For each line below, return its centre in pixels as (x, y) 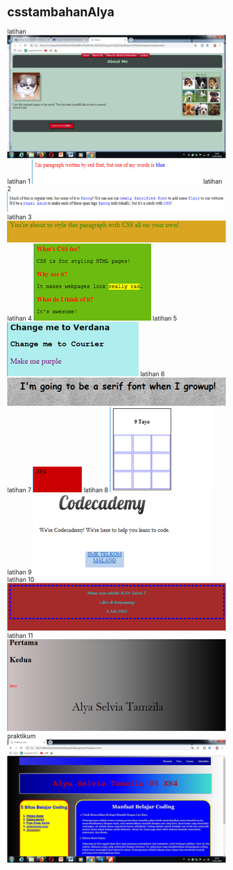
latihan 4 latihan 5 (92, 318)
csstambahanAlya (61, 12)
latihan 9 (20, 572)
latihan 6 (152, 373)
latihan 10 (21, 579)
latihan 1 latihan (115, 181)
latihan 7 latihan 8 (58, 490)
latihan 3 (20, 217)
